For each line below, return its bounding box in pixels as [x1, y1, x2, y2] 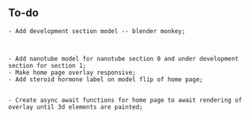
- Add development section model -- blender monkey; [8, 27, 186, 35]
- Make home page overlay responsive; [8, 69, 136, 76]
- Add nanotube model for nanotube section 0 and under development [8, 54, 239, 62]
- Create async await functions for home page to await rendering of [8, 96, 243, 104]
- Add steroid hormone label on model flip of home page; [8, 75, 203, 84]
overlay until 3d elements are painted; [8, 102, 144, 111]
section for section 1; [8, 61, 87, 69]
